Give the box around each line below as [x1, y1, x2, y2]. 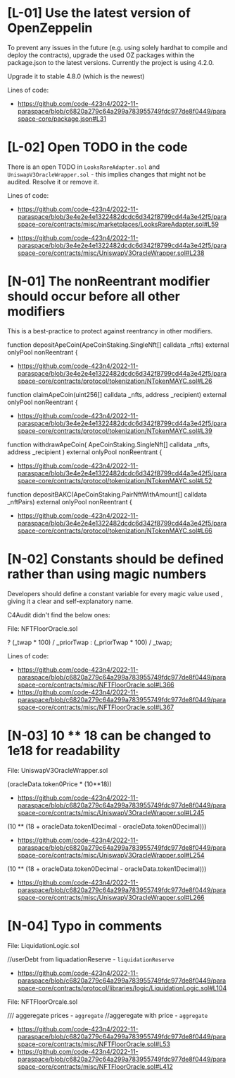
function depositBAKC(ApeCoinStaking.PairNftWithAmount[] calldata [7, 490, 208, 499]
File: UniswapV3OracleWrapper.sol [7, 766, 108, 774]
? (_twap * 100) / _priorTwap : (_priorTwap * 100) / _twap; [7, 638, 172, 646]
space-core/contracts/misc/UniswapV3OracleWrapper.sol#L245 [17, 808, 205, 817]
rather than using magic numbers [7, 567, 207, 582]
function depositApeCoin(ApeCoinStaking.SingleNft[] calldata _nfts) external [7, 340, 229, 349]
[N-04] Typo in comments [7, 918, 163, 934]
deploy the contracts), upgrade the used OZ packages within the [7, 51, 195, 59]
